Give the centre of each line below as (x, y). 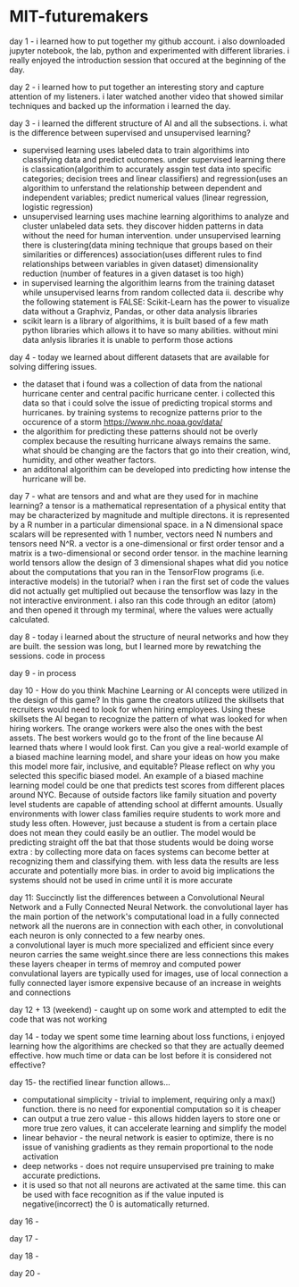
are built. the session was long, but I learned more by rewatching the (135, 646)
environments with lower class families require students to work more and (145, 814)
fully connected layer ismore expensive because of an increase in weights (145, 982)
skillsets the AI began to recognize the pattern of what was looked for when (148, 719)
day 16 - (24, 1221)
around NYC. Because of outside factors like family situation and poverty (143, 794)
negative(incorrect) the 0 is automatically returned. (116, 1204)
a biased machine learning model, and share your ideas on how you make (145, 756)
